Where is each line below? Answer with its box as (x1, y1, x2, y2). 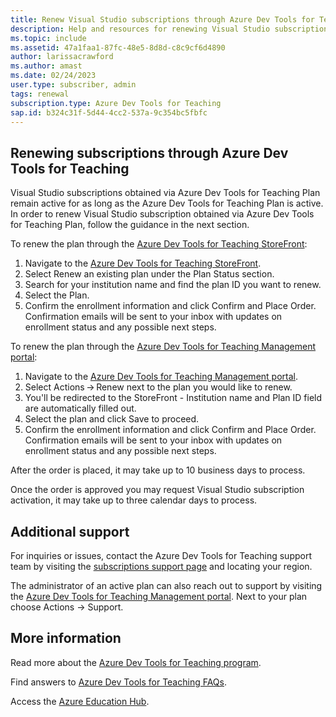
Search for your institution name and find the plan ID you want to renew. (24, 279, 322, 291)
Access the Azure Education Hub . (10, 695, 150, 707)
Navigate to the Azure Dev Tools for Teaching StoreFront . (24, 257, 262, 270)
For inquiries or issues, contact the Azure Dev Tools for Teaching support (10, 550, 312, 561)
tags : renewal (10, 89, 70, 99)
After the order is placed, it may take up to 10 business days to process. (10, 464, 306, 476)
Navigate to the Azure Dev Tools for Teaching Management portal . (24, 371, 298, 383)
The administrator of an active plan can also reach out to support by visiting (10, 580, 323, 591)
